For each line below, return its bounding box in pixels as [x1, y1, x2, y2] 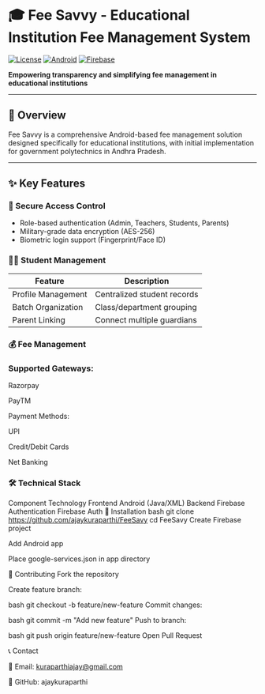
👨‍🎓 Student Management [8, 255, 106, 266]
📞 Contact [8, 646, 39, 656]
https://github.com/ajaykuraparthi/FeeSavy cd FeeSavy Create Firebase [8, 515, 242, 525]
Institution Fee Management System [8, 28, 251, 47]
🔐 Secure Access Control [8, 201, 106, 212]
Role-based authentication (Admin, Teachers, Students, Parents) [19, 218, 230, 228]
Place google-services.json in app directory [8, 554, 151, 564]
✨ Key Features [8, 177, 85, 190]
